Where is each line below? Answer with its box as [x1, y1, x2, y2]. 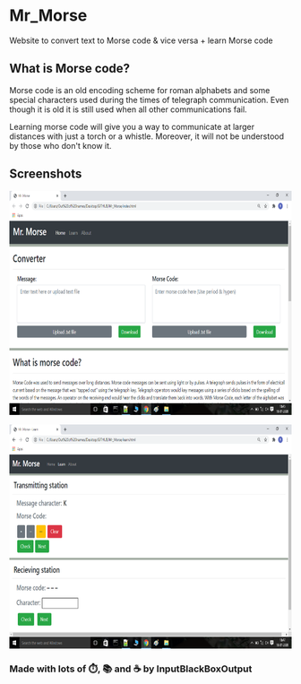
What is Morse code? [9, 61, 131, 76]
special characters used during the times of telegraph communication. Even [9, 94, 289, 105]
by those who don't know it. [9, 140, 112, 151]
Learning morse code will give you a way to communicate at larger [9, 121, 255, 132]
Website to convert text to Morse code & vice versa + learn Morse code [9, 35, 273, 46]
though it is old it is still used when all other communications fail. [9, 104, 248, 115]
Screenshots [9, 167, 82, 182]
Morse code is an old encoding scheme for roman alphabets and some [9, 84, 271, 95]
